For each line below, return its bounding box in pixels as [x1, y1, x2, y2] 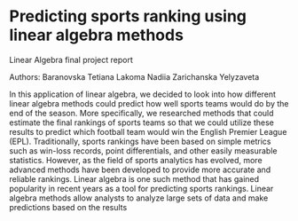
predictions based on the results [9, 201, 128, 212]
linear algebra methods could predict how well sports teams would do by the [9, 98, 289, 108]
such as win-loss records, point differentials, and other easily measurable [9, 145, 278, 156]
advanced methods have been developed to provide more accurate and [9, 164, 271, 175]
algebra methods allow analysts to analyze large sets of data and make [9, 193, 269, 203]
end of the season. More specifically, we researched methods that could [9, 107, 274, 118]
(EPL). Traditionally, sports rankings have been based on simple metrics [9, 136, 271, 146]
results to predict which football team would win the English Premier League [9, 126, 287, 137]
